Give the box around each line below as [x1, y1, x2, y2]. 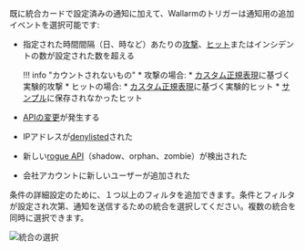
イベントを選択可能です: [9, 19, 100, 30]
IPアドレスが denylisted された [22, 131, 134, 141]
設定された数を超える [54, 50, 135, 61]
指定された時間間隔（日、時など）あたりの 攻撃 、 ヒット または [22, 39, 255, 49]
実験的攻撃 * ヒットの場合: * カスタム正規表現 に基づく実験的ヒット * [22, 81, 280, 91]
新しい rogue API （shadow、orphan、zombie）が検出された [22, 151, 248, 162]
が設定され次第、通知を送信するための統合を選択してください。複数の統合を [9, 201, 297, 212]
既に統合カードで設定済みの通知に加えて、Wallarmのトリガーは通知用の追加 [9, 8, 294, 18]
